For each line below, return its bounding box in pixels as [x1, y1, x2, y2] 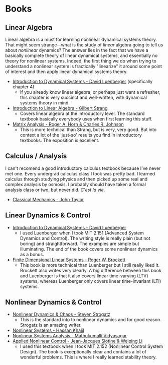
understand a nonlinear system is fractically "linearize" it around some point [5, 64, 162, 69]
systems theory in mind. [20, 100, 70, 106]
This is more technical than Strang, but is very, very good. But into [20, 127, 157, 133]
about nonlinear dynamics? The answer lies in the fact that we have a [5, 47, 149, 53]
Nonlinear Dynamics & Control [5, 298, 102, 307]
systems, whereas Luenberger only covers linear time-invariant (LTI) [20, 278, 161, 284]
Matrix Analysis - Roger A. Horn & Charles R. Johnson [12, 121, 124, 127]
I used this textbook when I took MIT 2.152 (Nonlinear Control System [20, 343, 163, 349]
